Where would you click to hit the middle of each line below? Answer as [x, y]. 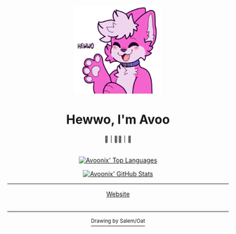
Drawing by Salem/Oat [118, 221]
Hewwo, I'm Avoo [118, 120]
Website [118, 194]
